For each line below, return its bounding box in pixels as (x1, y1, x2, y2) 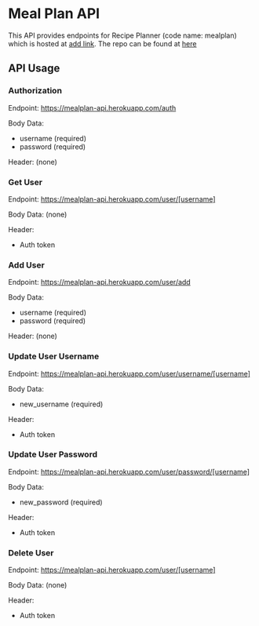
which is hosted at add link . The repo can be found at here (8, 38, 197, 48)
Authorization (8, 86, 63, 96)
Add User (8, 260, 45, 271)
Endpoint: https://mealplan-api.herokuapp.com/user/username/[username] (8, 369, 251, 378)
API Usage (8, 62, 60, 75)
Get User (8, 177, 43, 187)
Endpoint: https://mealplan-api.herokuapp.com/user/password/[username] (8, 467, 250, 476)
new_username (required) (19, 399, 104, 409)
